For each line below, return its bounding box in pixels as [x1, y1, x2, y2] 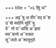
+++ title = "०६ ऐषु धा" [5, 5, 47, 10]
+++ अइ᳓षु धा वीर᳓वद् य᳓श [5, 15, 51, 20]
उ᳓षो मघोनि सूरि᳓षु [5, 20, 35, 26]
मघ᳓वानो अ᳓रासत [5, 31, 34, 37]
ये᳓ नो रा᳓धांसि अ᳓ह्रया [5, 26, 41, 32]
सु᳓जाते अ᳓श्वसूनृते [5, 37, 36, 43]
